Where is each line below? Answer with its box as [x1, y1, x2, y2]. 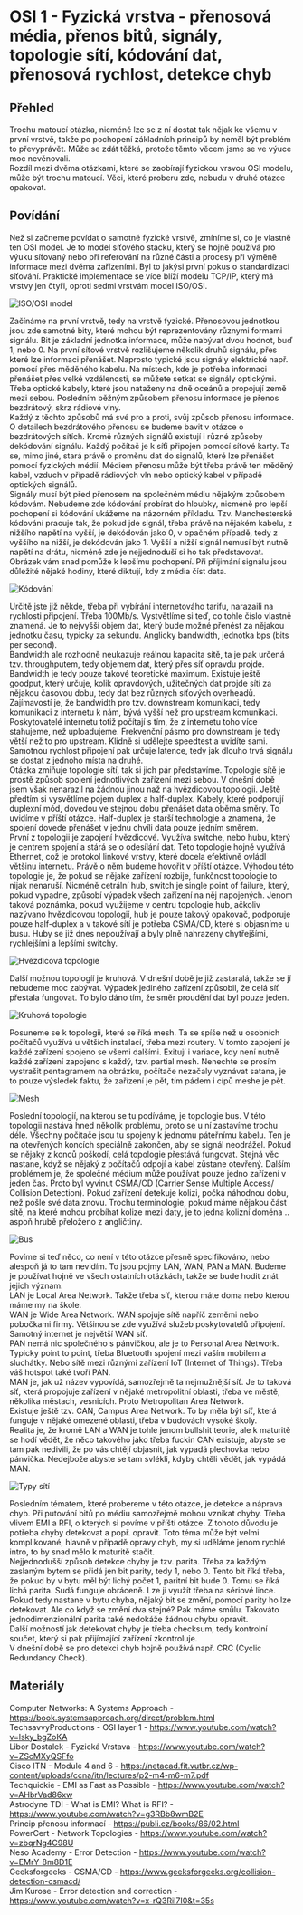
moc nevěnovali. [9, 153, 71, 164]
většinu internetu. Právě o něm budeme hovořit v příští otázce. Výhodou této [9, 861, 294, 871]
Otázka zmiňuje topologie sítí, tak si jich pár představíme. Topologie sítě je [9, 764, 286, 775]
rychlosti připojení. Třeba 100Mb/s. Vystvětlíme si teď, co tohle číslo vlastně [9, 610, 292, 621]
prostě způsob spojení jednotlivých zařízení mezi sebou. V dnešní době [9, 774, 276, 784]
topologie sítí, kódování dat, [9, 45, 223, 65]
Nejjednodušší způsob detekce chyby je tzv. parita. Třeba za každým [9, 1555, 267, 1566]
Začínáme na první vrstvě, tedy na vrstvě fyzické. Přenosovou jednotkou [9, 315, 280, 326]
